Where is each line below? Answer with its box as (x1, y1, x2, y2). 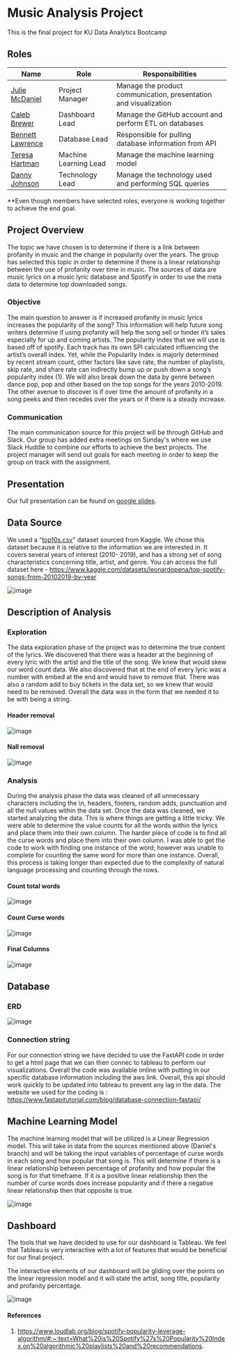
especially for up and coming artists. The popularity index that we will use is (7, 335, 225, 344)
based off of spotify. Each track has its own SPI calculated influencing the (7, 342, 219, 351)
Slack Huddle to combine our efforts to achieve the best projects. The (7, 443, 208, 451)
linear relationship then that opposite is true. (7, 1186, 134, 1194)
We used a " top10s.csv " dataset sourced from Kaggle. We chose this (7, 535, 205, 544)
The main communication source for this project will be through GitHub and (7, 428, 224, 437)
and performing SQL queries (116, 178, 210, 188)
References (7, 1311, 42, 1319)
